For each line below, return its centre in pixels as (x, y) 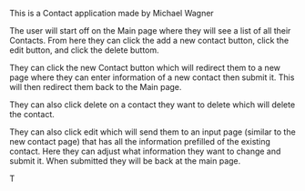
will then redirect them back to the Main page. (96, 87)
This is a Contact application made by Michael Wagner (112, 13)
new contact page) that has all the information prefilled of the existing (140, 141)
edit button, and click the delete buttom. (84, 50)
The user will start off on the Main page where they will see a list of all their (150, 30)
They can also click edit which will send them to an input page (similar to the (152, 132)
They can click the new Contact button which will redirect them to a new (145, 68)
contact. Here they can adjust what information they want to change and (145, 151)
